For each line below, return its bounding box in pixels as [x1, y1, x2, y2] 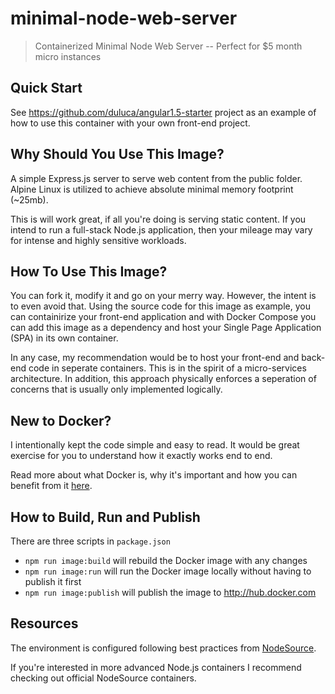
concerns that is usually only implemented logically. [10, 383, 223, 396]
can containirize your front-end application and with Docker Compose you [10, 311, 317, 323]
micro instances [34, 50, 102, 62]
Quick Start [10, 80, 83, 97]
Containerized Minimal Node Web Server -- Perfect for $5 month [34, 40, 303, 52]
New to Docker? [10, 412, 112, 429]
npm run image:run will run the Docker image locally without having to [24, 565, 312, 577]
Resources [10, 615, 79, 632]
